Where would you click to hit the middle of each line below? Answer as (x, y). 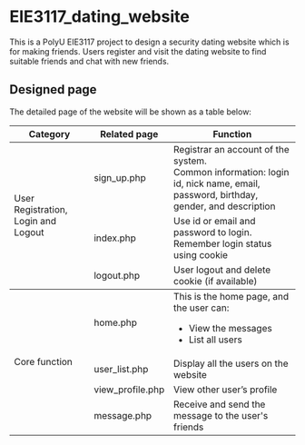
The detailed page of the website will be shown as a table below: (131, 112)
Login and (35, 221)
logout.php (117, 275)
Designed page (53, 89)
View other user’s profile (226, 390)
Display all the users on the (231, 363)
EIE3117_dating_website (100, 17)
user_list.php (121, 369)
